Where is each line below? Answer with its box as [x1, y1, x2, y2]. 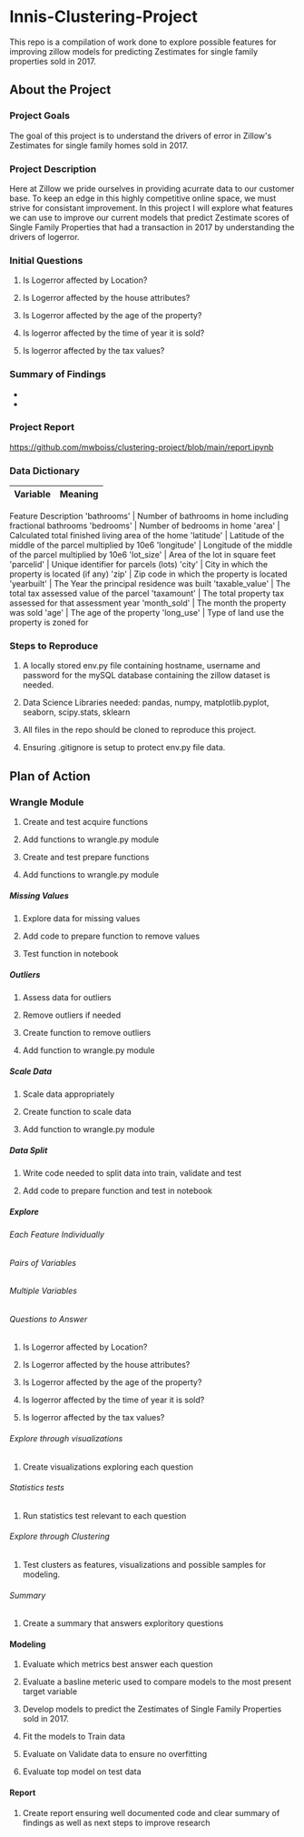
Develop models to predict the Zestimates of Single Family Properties [22, 1703, 282, 1715]
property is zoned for [9, 617, 89, 628]
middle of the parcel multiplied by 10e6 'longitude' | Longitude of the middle [9, 539, 293, 551]
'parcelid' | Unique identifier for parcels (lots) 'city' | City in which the [9, 559, 269, 570]
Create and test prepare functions [22, 852, 150, 863]
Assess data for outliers [22, 992, 112, 1003]
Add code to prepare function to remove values [22, 930, 201, 942]
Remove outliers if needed [22, 1009, 122, 1020]
